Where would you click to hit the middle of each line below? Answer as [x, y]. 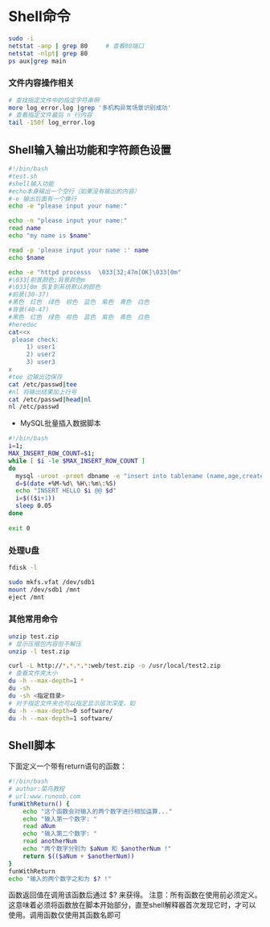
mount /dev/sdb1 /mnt [45, 589]
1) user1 [41, 347]
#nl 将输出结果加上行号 [43, 392]
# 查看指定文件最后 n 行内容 [50, 115]
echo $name [27, 257]
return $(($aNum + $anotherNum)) [79, 856]
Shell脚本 [32, 745]
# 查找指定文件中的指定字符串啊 [54, 100]
